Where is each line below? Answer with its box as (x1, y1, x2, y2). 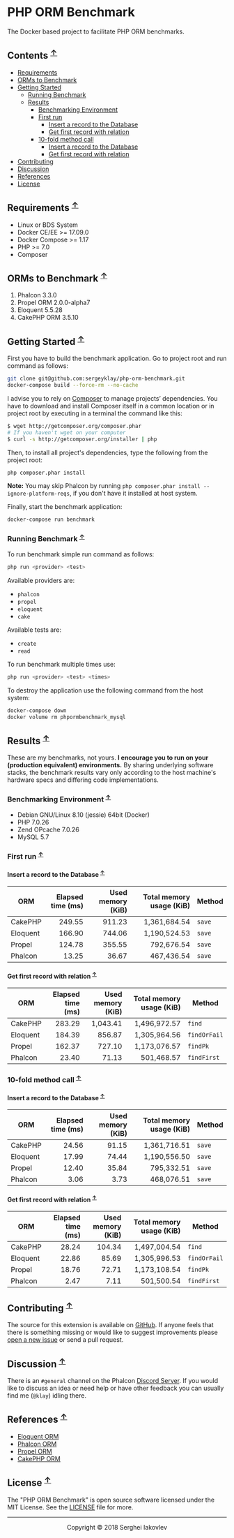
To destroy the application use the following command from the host (7, 686, 203, 695)
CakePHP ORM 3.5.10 (17, 313, 79, 322)
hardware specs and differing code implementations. (7, 776, 159, 784)
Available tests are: (7, 626, 61, 634)
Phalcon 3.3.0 (17, 291, 57, 300)
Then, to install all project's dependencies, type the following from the (7, 448, 208, 457)
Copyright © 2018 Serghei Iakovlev (66, 1523, 168, 1531)
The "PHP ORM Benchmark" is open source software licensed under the (7, 1495, 214, 1504)
